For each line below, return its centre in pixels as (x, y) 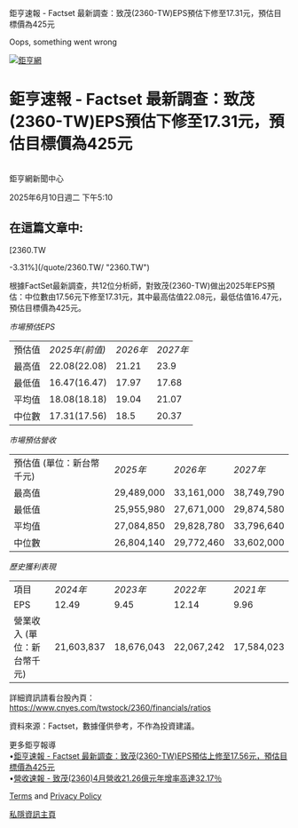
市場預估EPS (32, 326)
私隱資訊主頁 (32, 814)
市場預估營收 (32, 440)
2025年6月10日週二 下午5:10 (61, 197)
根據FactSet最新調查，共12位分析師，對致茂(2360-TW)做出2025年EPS (138, 285)
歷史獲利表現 (32, 566)
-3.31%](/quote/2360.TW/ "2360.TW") (80, 267)
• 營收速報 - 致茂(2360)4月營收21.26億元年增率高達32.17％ (116, 778)
